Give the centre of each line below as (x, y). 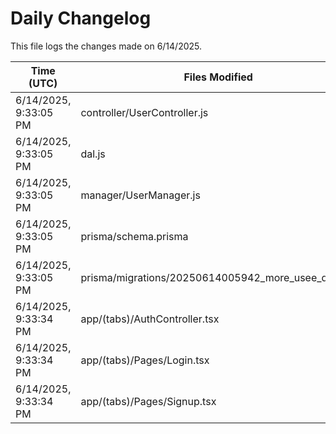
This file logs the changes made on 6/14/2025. (106, 46)
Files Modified (218, 77)
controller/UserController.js (144, 112)
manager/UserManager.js (140, 195)
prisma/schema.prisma (134, 236)
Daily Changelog (81, 18)
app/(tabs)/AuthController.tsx (150, 319)
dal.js (93, 154)
